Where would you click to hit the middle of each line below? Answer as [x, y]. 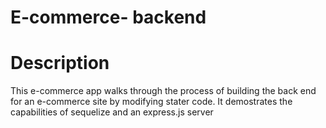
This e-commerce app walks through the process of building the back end [163, 91]
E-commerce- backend [108, 17]
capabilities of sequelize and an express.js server [112, 112]
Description [60, 63]
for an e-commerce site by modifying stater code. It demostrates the [151, 102]
